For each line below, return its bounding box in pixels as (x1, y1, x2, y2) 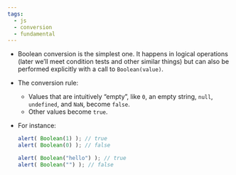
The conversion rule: (17, 79, 79, 87)
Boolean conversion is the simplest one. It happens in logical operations (17, 50, 229, 58)
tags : (7, 10, 23, 18)
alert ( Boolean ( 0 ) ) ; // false (17, 142, 111, 149)
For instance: (17, 122, 57, 130)
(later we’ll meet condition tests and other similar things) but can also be (17, 58, 230, 66)
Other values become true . (28, 107, 108, 116)
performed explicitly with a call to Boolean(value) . (17, 65, 163, 73)
